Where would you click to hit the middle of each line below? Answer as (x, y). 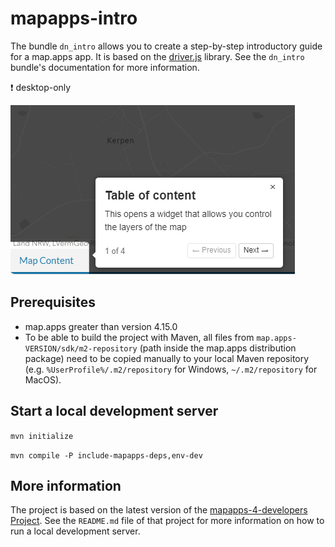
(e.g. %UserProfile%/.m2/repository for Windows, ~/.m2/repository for (171, 369)
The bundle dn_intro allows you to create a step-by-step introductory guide (166, 46)
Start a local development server (114, 411)
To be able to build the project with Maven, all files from (139, 337)
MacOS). (43, 379)
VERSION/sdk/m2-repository (81, 348)
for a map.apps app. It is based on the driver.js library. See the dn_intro (157, 56)
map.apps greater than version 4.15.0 (101, 326)
